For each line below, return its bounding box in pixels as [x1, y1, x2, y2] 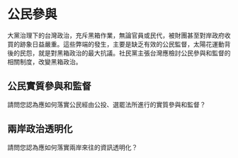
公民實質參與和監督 [7, 80, 91, 92]
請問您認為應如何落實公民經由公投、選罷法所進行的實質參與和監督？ [7, 100, 206, 109]
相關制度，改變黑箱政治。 [7, 57, 82, 66]
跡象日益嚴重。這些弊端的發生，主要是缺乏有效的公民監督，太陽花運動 [19, 39, 225, 48]
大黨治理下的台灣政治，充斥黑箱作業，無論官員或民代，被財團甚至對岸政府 [7, 31, 225, 39]
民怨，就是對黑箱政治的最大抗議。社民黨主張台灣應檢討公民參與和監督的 [19, 49, 231, 57]
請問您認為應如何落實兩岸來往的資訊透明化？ [7, 142, 138, 152]
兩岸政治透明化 [7, 123, 73, 135]
